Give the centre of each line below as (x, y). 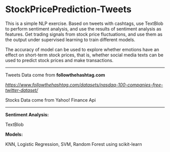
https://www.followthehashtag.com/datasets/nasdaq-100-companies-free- (84, 84)
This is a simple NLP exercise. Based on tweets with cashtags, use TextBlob (84, 23)
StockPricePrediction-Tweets (68, 9)
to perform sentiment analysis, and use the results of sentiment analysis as (83, 28)
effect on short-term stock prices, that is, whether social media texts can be (84, 55)
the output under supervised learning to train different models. (70, 40)
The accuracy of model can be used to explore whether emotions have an (82, 49)
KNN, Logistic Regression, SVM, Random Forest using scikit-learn (74, 144)
